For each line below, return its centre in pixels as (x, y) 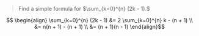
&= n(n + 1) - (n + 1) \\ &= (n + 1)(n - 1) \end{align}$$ (99, 27)
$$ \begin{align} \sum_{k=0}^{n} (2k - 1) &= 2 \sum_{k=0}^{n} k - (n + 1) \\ (99, 20)
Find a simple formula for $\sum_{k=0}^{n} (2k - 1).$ (84, 9)
